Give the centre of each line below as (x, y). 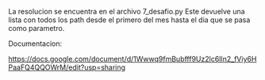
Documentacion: (35, 44)
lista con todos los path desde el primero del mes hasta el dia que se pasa (129, 20)
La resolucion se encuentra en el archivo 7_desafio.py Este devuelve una (127, 11)
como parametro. (36, 28)
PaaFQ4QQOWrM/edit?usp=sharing (67, 67)
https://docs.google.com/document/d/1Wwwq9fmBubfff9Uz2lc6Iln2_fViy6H (132, 59)
